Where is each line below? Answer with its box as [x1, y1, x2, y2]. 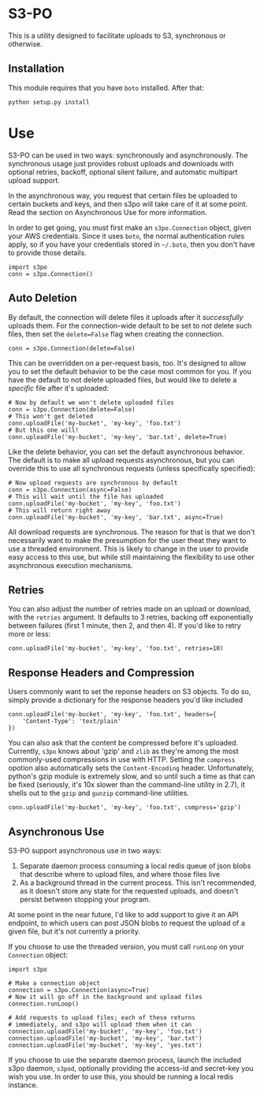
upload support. [8, 175, 61, 185]
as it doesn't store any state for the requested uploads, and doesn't [19, 886, 239, 895]
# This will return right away [8, 506, 111, 515]
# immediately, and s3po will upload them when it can [8, 1020, 192, 1028]
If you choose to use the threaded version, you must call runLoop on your [8, 942, 244, 951]
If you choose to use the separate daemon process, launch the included [8, 1055, 242, 1064]
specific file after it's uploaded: [8, 383, 109, 392]
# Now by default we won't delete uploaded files [8, 399, 175, 407]
